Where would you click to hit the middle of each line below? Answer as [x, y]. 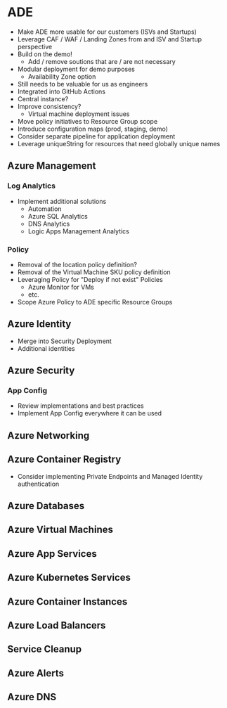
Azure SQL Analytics [58, 216]
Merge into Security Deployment [65, 341]
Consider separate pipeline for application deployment [96, 136]
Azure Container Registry [64, 459]
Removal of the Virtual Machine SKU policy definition [94, 272]
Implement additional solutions [62, 201]
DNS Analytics [49, 224]
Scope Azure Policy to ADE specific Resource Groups [95, 302]
